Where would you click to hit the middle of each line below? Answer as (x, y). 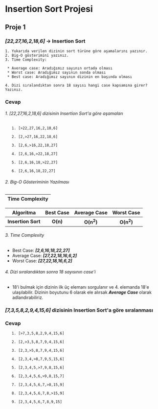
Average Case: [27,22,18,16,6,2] (45, 255)
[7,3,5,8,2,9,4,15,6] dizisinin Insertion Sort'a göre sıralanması (79, 310)
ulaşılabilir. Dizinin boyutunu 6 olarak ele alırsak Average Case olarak (82, 292)
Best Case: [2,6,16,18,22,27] (41, 250)
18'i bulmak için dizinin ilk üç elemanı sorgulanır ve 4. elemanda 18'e (80, 287)
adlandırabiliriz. (28, 297)
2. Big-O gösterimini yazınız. (37, 55)
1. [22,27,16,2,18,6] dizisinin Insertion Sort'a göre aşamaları (64, 114)
